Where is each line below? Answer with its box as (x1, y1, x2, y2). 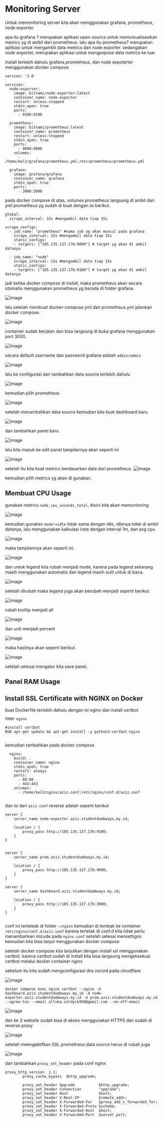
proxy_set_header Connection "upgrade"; (22, 1086, 121, 1092)
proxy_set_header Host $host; (22, 1091, 112, 1096)
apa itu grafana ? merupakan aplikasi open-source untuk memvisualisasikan (5, 34, 158, 40)
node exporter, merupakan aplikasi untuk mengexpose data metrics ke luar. (5, 50, 156, 56)
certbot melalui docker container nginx (5, 958, 83, 964)
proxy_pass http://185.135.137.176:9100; (22, 829, 108, 834)
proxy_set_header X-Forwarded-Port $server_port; (22, 1112, 127, 1117)
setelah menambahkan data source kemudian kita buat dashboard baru (5, 409, 148, 415)
